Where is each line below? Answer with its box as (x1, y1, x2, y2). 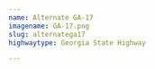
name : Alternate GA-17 (8, 13, 94, 22)
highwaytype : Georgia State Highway (8, 38, 146, 47)
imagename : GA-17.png (8, 22, 90, 30)
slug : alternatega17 (8, 30, 87, 39)
